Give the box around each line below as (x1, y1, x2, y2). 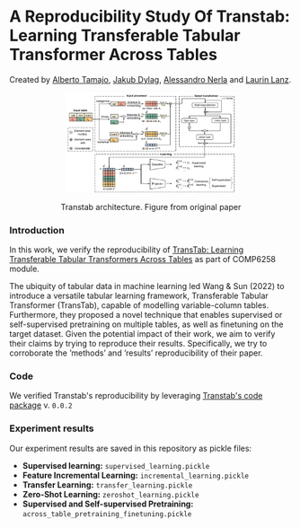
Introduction (9, 224, 65, 236)
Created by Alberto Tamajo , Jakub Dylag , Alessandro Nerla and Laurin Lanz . (9, 74, 292, 84)
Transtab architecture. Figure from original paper (60, 201, 242, 212)
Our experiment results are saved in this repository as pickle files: (9, 443, 252, 453)
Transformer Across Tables (9, 45, 218, 65)
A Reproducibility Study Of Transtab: (9, 6, 290, 27)
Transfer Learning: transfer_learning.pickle (22, 479, 193, 490)
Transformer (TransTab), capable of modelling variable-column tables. (9, 300, 269, 311)
